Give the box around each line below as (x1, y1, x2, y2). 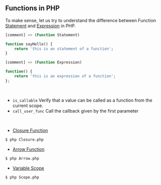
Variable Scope (12, 165, 44, 171)
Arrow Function (12, 146, 45, 152)
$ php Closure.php (5, 137, 44, 142)
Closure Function (12, 127, 48, 133)
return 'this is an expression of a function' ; (14, 74, 116, 79)
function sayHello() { (5, 41, 53, 47)
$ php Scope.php (5, 174, 39, 180)
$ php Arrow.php (5, 156, 39, 161)
